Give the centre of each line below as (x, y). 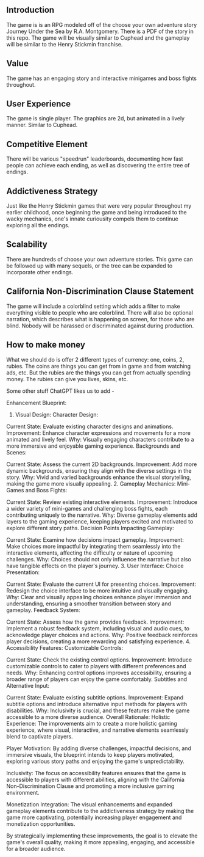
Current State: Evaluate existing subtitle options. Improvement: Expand (95, 697)
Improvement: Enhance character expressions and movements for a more (98, 432)
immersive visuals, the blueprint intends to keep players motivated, (90, 754)
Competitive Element (47, 144)
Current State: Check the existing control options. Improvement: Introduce (99, 660)
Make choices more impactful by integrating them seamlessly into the (93, 546)
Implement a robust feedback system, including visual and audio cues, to (98, 628)
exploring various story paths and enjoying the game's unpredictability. (95, 761)
